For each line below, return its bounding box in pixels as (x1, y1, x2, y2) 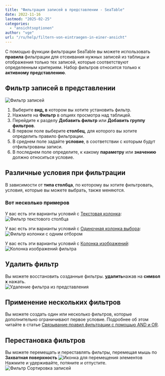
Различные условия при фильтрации (5, 169, 126, 177)
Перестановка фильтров (5, 336, 85, 345)
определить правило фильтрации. (12, 133, 84, 139)
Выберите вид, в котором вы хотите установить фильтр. (12, 107, 132, 113)
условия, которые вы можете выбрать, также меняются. (5, 187, 125, 193)
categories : (5, 21, 30, 26)
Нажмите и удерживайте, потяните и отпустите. (5, 360, 107, 366)
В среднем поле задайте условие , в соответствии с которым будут (12, 138, 156, 144)
